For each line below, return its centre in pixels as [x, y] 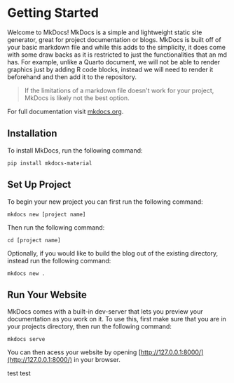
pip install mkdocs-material [50, 163]
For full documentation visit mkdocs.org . [66, 111]
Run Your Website [47, 294]
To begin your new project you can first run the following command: [105, 202]
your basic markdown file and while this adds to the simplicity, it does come [117, 47]
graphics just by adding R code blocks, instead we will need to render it [110, 69]
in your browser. [97, 360]
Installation [32, 133]
